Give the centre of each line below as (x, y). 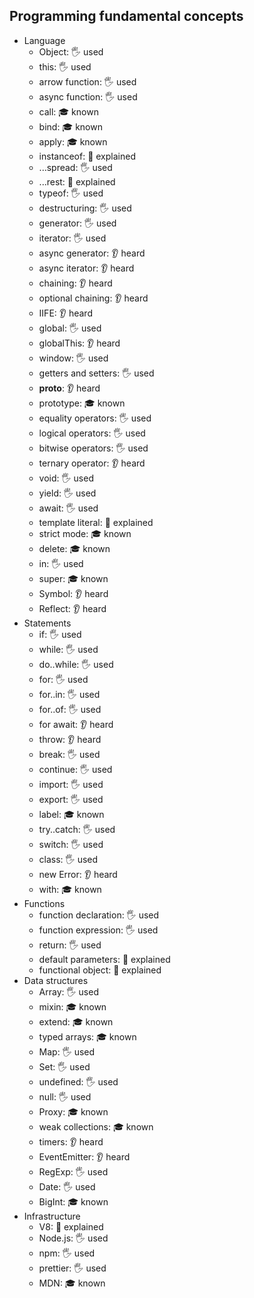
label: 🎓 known (71, 814)
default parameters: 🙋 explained (104, 959)
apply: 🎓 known (73, 141)
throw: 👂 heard (70, 739)
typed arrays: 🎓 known (87, 1036)
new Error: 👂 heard (78, 874)
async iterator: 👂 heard (86, 268)
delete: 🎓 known (74, 548)
